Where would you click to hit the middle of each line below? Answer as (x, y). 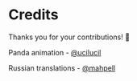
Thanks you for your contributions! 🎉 (69, 37)
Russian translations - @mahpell (62, 68)
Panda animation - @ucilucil (55, 52)
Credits (33, 15)
